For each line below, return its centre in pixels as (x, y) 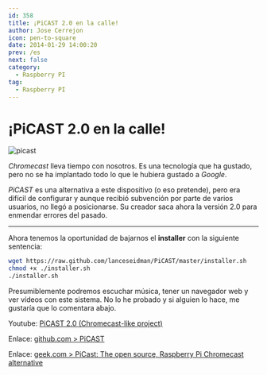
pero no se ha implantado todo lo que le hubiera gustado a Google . (118, 175)
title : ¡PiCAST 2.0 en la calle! (64, 23)
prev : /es (25, 52)
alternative (26, 362)
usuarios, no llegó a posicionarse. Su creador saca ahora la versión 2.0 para (133, 207)
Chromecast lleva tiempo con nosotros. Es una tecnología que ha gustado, (130, 166)
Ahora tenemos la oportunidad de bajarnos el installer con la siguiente (124, 238)
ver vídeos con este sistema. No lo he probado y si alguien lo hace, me (124, 300)
